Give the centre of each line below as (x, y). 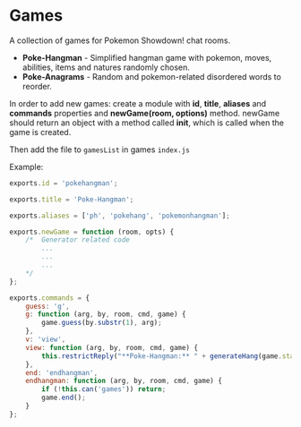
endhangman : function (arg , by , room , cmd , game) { (124, 381)
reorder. (37, 86)
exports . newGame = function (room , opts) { (92, 232)
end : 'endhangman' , (62, 372)
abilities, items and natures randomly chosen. (106, 67)
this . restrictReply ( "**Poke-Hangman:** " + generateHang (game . (162, 356)
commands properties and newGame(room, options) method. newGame (145, 113)
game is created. (40, 132)
